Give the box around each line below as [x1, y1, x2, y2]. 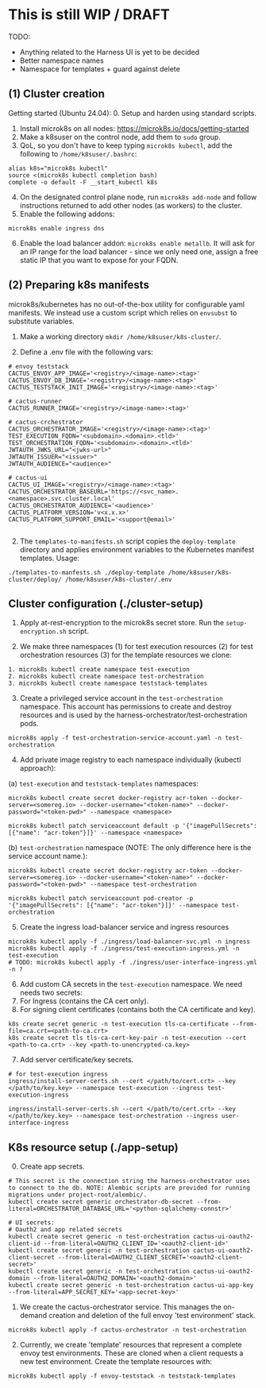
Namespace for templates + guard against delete [19, 64, 180, 73]
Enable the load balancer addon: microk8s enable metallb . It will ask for [19, 238, 256, 248]
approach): [19, 764, 56, 773]
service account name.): [8, 852, 88, 861]
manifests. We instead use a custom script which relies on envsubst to [8, 307, 237, 317]
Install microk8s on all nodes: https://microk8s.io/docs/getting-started [19, 123, 249, 133]
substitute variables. [8, 316, 75, 326]
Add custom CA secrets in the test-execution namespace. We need [19, 980, 243, 989]
